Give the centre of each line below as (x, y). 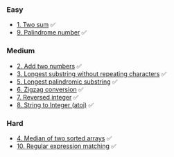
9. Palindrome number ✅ (52, 33)
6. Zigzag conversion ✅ (50, 89)
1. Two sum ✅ (36, 25)
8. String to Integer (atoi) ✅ (55, 104)
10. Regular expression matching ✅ (67, 146)
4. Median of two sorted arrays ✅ (64, 138)
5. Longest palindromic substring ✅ (67, 82)
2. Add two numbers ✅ (49, 66)
